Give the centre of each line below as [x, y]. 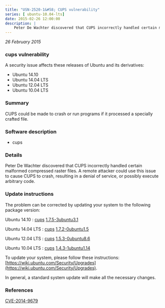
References [19, 290]
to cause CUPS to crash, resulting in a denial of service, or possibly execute [82, 176]
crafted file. [17, 119]
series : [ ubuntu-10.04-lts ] [35, 14]
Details [14, 155]
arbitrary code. [20, 181]
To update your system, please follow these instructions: [62, 257]
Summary [17, 103]
